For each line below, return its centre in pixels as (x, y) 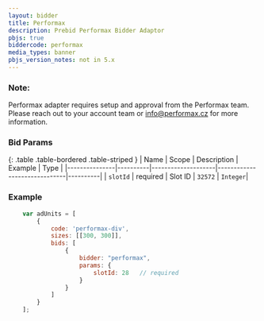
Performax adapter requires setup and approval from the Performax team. (129, 105)
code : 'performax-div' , (90, 228)
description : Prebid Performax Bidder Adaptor (86, 30)
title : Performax (37, 23)
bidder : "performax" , (115, 258)
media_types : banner (42, 52)
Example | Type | (36, 168)
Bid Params (31, 142)
